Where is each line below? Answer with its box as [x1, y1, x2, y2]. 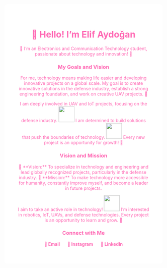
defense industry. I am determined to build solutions [21, 118, 146, 124]
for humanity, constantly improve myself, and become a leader [19, 180, 148, 186]
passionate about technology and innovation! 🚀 [35, 50, 132, 57]
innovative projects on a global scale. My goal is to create [24, 80, 143, 86]
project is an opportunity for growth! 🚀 [44, 140, 123, 146]
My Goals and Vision [57, 63, 110, 70]
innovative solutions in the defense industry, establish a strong [19, 86, 148, 92]
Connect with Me [62, 230, 105, 237]
